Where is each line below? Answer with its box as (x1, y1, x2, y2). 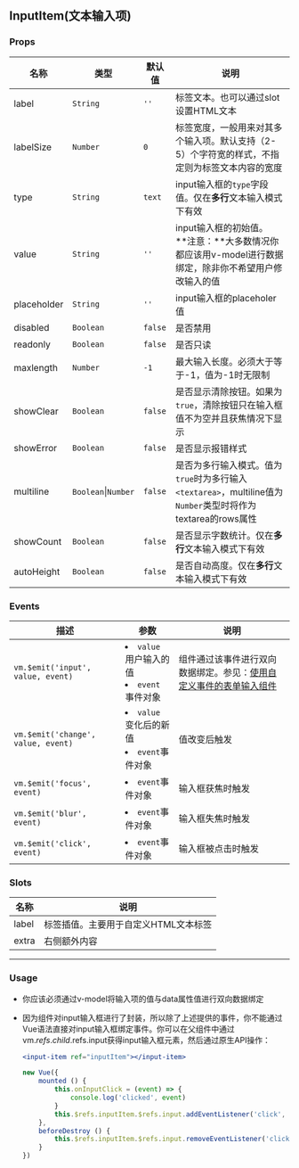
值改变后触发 (178, 733, 233, 745)
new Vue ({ (21, 1068, 60, 1077)
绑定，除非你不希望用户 (174, 261, 274, 274)
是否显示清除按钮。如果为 (174, 385, 283, 398)
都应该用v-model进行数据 (174, 248, 284, 260)
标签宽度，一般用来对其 (174, 121, 274, 134)
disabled (13, 321, 50, 333)
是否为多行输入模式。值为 (174, 458, 283, 471)
